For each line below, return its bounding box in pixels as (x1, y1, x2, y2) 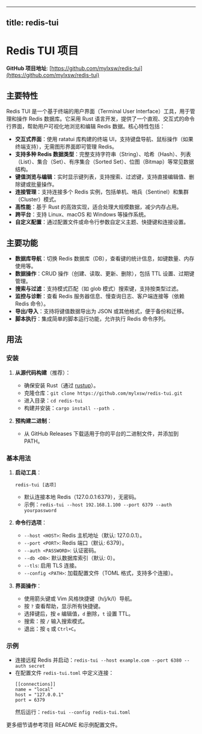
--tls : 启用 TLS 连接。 (23, 562, 80, 569)
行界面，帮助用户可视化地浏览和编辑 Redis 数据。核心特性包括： (6, 123, 165, 130)
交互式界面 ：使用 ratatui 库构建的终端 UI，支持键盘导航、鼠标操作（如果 (14, 136, 194, 143)
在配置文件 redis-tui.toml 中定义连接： (14, 670, 114, 677)
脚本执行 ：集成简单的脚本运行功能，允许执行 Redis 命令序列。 (14, 315, 169, 322)
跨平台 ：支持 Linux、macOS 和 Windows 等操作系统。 (14, 211, 149, 218)
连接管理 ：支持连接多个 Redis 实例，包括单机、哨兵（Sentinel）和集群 (14, 188, 189, 196)
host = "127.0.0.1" (14, 692, 64, 698)
